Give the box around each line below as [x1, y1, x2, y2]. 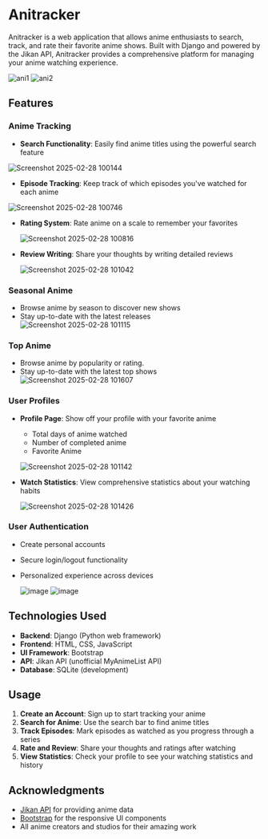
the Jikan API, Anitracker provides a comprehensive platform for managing [8, 49, 254, 59]
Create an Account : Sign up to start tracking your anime [19, 709, 206, 719]
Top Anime [8, 339, 52, 351]
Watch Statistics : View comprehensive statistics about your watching [19, 477, 250, 487]
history [19, 760, 44, 770]
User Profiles [8, 395, 60, 407]
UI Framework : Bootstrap [19, 647, 104, 657]
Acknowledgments [8, 784, 106, 797]
